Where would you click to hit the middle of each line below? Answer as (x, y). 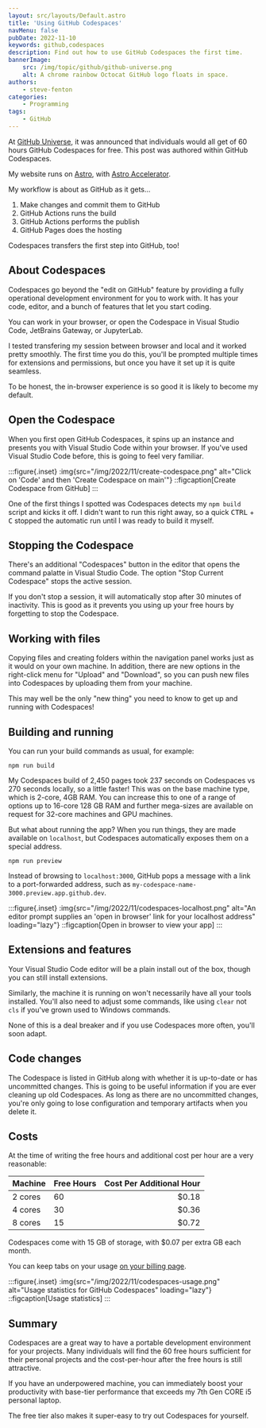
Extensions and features (70, 950)
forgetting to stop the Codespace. (64, 613)
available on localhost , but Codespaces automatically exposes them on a (128, 838)
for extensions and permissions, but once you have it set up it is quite (122, 362)
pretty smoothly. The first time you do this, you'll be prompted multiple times (133, 354)
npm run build (32, 765)
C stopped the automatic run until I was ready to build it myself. (111, 521)
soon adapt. (28, 1033)
